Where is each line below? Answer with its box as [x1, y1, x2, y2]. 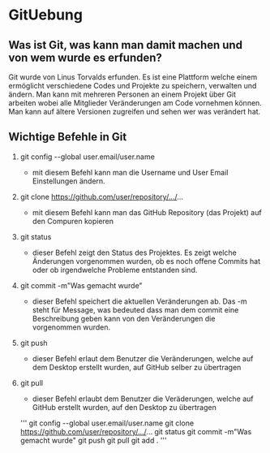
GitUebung [8, 6, 84, 24]
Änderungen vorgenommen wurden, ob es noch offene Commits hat [32, 256, 261, 265]
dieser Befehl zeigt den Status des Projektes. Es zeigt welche [32, 248, 237, 257]
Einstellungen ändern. [32, 176, 105, 186]
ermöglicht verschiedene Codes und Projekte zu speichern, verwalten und [8, 81, 257, 90]
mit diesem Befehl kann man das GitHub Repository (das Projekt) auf [32, 207, 262, 217]
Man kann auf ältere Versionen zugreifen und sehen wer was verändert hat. [8, 107, 261, 116]
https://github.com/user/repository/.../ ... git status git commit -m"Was [19, 426, 252, 436]
